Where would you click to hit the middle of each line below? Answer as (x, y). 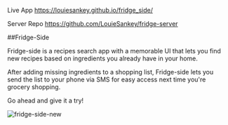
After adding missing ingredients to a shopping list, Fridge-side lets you (110, 72)
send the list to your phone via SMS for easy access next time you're (107, 79)
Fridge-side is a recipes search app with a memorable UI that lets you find (114, 51)
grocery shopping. (34, 87)
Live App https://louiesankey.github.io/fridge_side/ (80, 10)
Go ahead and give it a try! (46, 100)
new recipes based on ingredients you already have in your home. (103, 58)
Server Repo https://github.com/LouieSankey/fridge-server (93, 24)
